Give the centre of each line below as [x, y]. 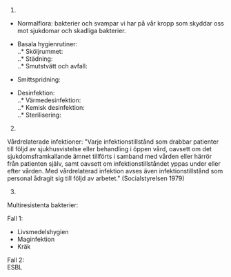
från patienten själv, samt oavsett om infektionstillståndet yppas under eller [114, 164]
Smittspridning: [39, 79]
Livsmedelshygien [43, 232]
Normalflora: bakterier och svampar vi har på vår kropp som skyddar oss [120, 23]
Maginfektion [36, 239]
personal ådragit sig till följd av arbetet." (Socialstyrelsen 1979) [96, 178]
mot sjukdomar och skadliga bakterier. [71, 31]
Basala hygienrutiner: [47, 44]
